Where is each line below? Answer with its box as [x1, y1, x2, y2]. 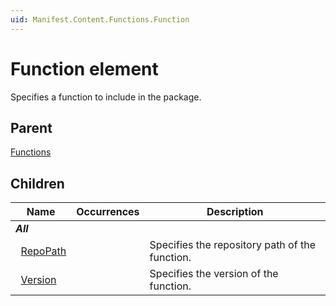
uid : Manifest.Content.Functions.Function [10, 14, 190, 25]
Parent [10, 119, 53, 136]
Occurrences [76, 205, 140, 219]
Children [10, 175, 65, 192]
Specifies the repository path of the [149, 238, 316, 252]
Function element [10, 57, 159, 80]
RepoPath [20, 244, 67, 258]
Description [206, 205, 264, 219]
